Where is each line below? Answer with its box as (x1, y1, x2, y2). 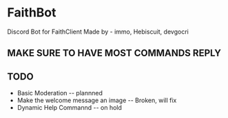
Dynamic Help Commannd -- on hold (17, 104, 123, 112)
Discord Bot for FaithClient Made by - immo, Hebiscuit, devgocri (7, 27, 189, 36)
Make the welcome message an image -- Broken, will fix (17, 96, 177, 104)
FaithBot (7, 5, 56, 21)
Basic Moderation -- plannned (17, 89, 103, 97)
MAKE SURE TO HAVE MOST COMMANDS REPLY (7, 47, 222, 59)
